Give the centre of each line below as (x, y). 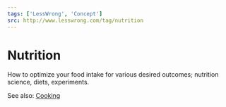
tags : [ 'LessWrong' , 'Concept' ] (55, 14)
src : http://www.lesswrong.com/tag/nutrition (75, 20)
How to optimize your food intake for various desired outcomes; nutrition (113, 75)
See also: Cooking (34, 96)
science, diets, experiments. (48, 82)
